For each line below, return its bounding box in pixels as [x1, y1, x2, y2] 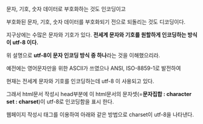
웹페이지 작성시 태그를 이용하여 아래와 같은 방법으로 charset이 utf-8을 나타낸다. [6, 111, 194, 118]
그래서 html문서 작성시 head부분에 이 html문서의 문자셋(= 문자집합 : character [6, 91, 192, 97]
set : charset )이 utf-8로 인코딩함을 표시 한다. [6, 98, 114, 105]
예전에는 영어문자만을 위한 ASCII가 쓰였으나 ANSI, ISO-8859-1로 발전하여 [6, 64, 181, 72]
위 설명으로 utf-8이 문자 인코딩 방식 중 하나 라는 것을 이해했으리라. [6, 52, 161, 59]
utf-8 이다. [12, 39, 39, 46]
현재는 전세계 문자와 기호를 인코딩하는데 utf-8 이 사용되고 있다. [6, 78, 155, 84]
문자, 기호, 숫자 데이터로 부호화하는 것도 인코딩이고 [6, 5, 126, 12]
